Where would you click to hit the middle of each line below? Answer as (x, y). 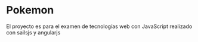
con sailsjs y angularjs (33, 32)
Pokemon (30, 10)
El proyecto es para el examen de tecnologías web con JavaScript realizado (99, 26)
